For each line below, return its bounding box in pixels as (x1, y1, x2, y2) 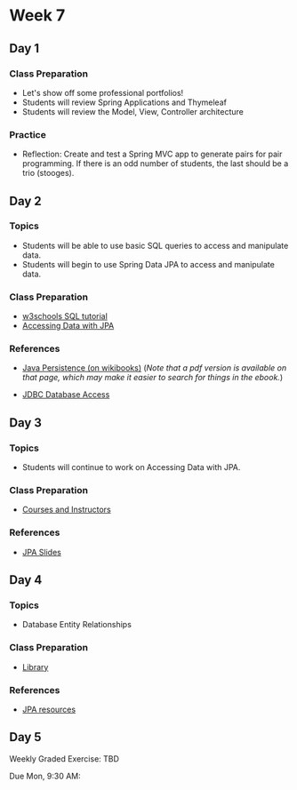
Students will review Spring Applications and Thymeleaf (21, 97, 227, 108)
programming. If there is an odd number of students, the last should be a (21, 158, 289, 169)
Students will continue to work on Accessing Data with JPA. (21, 462, 241, 473)
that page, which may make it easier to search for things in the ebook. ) (21, 372, 283, 383)
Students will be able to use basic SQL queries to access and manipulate (21, 240, 289, 251)
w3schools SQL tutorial (21, 311, 108, 322)
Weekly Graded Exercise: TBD (9, 753, 120, 764)
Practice (9, 128, 46, 140)
